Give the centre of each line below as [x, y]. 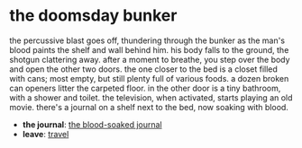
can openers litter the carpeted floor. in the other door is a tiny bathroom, [145, 88]
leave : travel [46, 134]
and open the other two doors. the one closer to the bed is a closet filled [143, 69]
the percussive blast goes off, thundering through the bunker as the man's [147, 40]
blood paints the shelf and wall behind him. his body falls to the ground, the [149, 49]
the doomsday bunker [93, 16]
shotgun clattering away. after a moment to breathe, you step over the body [150, 59]
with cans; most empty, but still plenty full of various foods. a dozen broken [149, 78]
